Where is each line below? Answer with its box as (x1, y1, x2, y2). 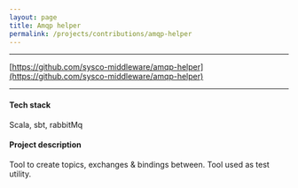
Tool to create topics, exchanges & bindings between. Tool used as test (9, 159, 271, 169)
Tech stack (9, 99, 51, 110)
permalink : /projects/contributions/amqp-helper (9, 29, 192, 38)
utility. (9, 169, 32, 179)
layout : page (9, 12, 58, 22)
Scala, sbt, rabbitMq (9, 119, 83, 130)
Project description (9, 139, 82, 150)
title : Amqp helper (9, 21, 82, 30)
